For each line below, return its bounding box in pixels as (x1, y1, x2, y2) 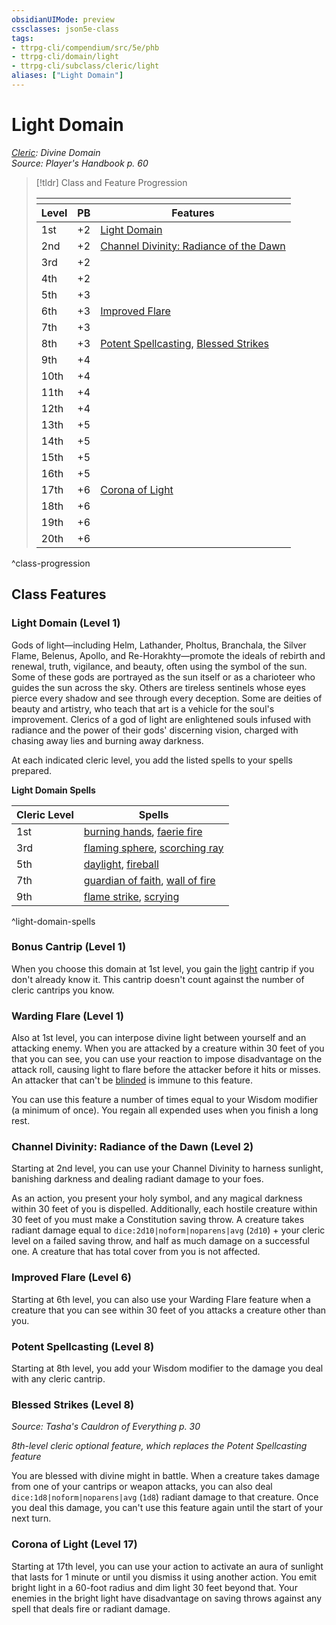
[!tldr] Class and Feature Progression (35, 176, 188, 188)
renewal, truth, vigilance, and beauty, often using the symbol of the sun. (11, 660, 308, 672)
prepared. (11, 764, 53, 776)
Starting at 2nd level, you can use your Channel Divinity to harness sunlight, (11, 1162, 324, 1175)
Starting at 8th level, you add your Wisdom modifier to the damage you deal (11, 1362, 324, 1374)
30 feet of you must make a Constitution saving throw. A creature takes (11, 1214, 305, 1226)
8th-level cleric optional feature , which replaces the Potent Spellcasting (11, 1440, 308, 1452)
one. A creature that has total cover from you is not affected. (11, 1246, 261, 1258)
